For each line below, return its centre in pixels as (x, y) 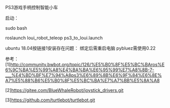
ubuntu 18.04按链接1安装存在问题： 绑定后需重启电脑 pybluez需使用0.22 (80, 48)
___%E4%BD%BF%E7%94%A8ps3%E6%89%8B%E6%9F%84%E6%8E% (83, 75)
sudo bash (16, 28)
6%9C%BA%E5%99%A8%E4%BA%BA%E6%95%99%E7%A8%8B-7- (80, 70)
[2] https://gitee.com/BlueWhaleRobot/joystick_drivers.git (65, 90)
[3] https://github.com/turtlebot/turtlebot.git (50, 100)
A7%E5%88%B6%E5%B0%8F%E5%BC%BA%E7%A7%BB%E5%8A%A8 (82, 80)
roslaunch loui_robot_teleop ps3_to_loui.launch (54, 38)
